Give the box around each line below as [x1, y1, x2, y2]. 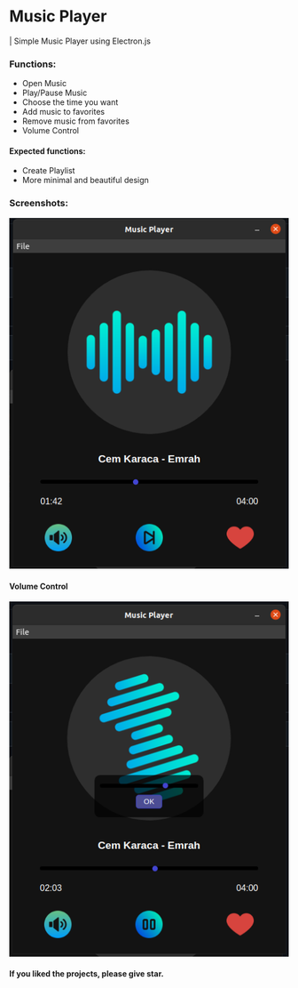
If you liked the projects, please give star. [9, 968, 164, 979]
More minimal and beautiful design [21, 175, 149, 186]
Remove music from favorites [21, 116, 130, 126]
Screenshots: [9, 197, 69, 210]
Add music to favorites [21, 107, 105, 117]
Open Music [21, 78, 67, 89]
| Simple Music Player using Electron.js [9, 36, 151, 46]
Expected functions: [9, 145, 86, 157]
